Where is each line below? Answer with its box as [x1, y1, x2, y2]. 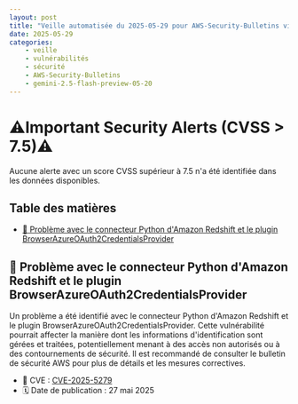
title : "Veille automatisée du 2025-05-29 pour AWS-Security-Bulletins [9, 21, 279, 30]
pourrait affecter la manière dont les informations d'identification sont [9, 329, 263, 340]
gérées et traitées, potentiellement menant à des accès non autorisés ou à [9, 339, 281, 350]
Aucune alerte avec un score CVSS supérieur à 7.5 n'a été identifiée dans [9, 165, 277, 176]
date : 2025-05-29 [9, 29, 74, 38]
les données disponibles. [9, 175, 100, 186]
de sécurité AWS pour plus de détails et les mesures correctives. [9, 358, 246, 368]
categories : [9, 37, 53, 47]
